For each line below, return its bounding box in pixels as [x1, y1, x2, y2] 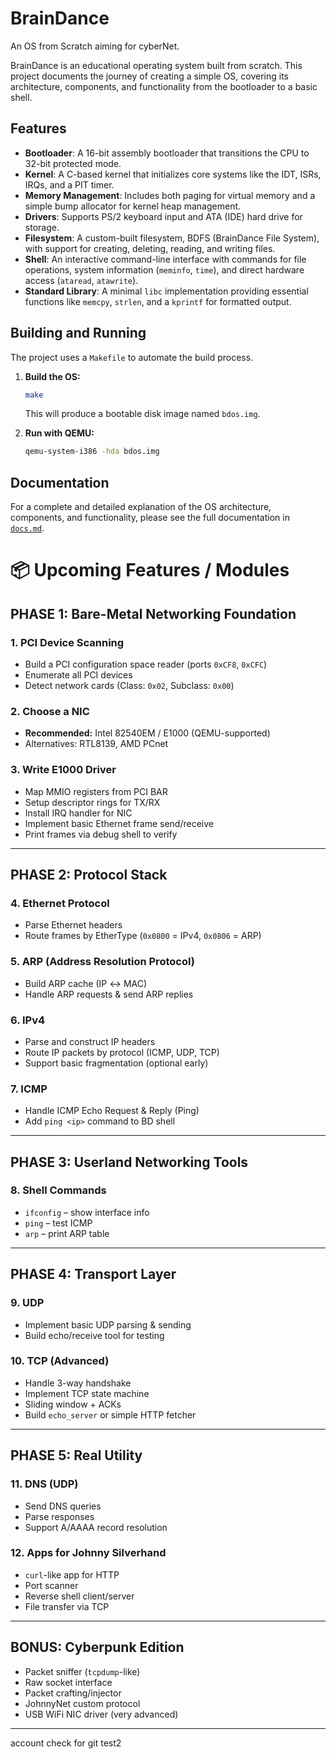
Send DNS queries [24, 1500, 102, 1512]
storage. [24, 221, 60, 233]
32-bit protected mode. [24, 157, 122, 169]
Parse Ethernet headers [24, 919, 123, 931]
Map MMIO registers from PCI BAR [24, 785, 168, 797]
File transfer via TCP [24, 1600, 110, 1612]
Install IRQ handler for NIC [24, 807, 133, 819]
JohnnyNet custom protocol [24, 1697, 141, 1709]
